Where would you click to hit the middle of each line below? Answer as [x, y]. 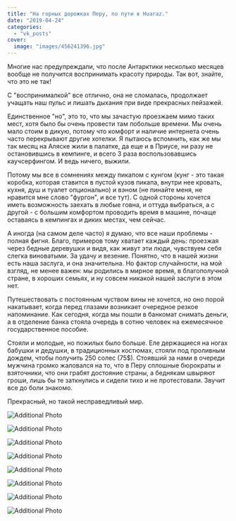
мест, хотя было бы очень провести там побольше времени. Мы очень [114, 124]
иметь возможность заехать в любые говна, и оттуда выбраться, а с [111, 205]
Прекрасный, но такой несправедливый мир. [76, 401]
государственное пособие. [48, 329]
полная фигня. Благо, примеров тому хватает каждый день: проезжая [113, 241]
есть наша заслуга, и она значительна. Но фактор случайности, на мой [115, 263]
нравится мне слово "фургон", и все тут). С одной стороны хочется [109, 197]
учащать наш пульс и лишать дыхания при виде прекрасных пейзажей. [115, 102]
